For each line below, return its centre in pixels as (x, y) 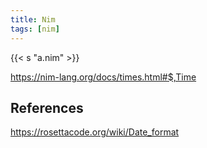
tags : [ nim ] (35, 29)
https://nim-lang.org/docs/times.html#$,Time (103, 77)
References (47, 107)
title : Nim (33, 19)
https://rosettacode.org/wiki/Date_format (95, 132)
